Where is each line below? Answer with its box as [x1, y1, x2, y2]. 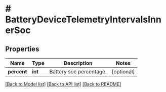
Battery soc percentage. [49, 68, 107, 75]
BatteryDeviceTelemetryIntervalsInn [5, 14, 162, 25]
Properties [5, 44, 39, 53]
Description [63, 60, 93, 66]
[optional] [111, 68, 135, 75]
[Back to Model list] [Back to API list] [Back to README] [5, 81, 121, 87]
